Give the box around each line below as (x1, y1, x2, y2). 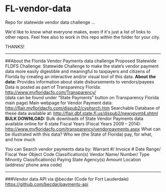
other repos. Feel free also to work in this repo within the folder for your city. (5, 34, 161, 40)
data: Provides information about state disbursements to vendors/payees (5, 78, 155, 84)
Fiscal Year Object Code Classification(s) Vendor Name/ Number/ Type (5, 151, 150, 157)
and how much (5, 136, 36, 142)
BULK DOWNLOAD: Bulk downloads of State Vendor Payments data (5, 115, 144, 121)
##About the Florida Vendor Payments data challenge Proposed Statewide (5, 58, 157, 64)
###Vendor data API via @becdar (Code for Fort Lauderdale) (5, 176, 129, 182)
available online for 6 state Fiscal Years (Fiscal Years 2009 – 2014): (5, 120, 142, 126)
